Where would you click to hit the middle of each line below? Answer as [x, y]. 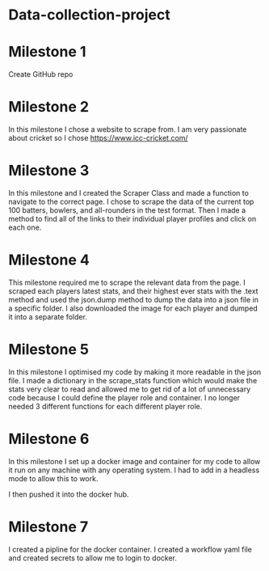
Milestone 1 [47, 52]
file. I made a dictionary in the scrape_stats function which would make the [133, 380]
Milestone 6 [49, 439]
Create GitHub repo [41, 74]
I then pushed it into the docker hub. [69, 494]
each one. [25, 227]
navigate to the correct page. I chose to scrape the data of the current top [131, 201]
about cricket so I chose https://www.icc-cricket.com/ [98, 138]
